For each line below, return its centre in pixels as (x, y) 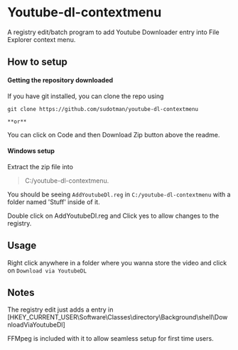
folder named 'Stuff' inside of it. (54, 202)
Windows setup (31, 151)
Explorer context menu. (42, 39)
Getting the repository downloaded (60, 80)
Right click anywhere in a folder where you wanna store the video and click (117, 262)
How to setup (37, 62)
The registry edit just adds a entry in (60, 309)
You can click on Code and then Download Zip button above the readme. (114, 134)
